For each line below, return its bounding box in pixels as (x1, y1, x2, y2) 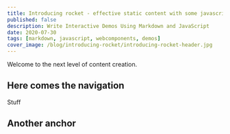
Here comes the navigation (7, 80, 125, 92)
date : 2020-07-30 (7, 29, 57, 36)
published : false (7, 16, 57, 23)
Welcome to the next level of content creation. (7, 61, 138, 68)
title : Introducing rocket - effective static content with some (7, 10, 197, 17)
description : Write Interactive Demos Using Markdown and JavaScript (7, 22, 210, 29)
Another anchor (7, 118, 77, 129)
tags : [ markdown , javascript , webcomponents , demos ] (7, 35, 161, 42)
